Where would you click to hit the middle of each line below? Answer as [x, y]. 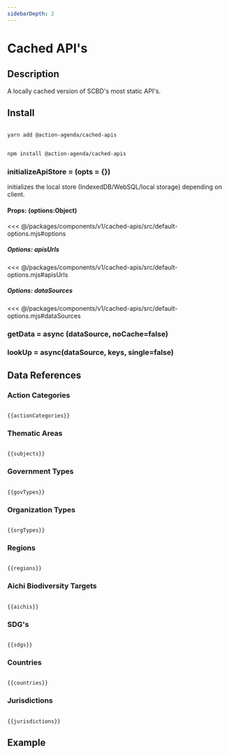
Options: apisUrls [33, 250]
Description [33, 74]
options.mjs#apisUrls [38, 274]
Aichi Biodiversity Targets [52, 586]
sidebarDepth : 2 [31, 14]
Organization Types [41, 509]
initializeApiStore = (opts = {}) [59, 172]
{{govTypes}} [26, 492]
